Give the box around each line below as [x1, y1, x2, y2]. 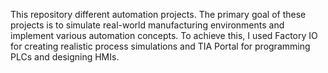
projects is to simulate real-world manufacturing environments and [10, 19, 285, 31]
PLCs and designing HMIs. [10, 51, 120, 63]
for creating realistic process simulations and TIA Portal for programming [10, 40, 311, 52]
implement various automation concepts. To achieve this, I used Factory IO [10, 30, 318, 41]
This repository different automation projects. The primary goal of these [10, 9, 307, 20]
